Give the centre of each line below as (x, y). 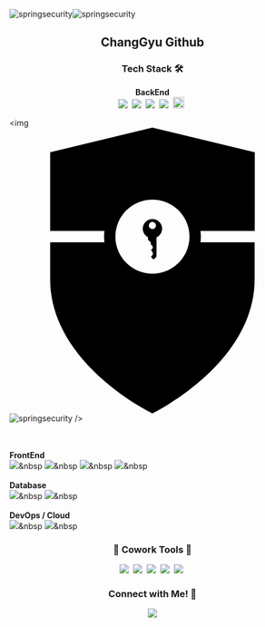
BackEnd (152, 92)
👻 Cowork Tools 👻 (152, 549)
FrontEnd (27, 455)
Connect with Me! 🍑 (152, 593)
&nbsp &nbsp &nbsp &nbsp (83, 465)
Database (28, 485)
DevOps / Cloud (40, 515)
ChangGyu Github (152, 42)
